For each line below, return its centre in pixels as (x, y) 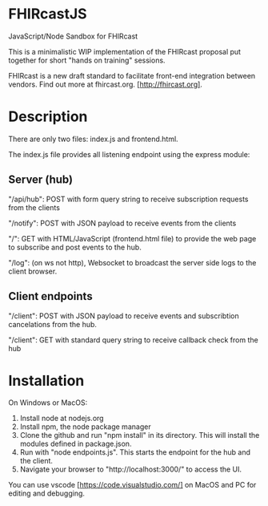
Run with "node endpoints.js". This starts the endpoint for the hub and (135, 452)
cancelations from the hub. (53, 324)
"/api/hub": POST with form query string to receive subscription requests (128, 199)
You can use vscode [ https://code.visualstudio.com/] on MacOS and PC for (132, 485)
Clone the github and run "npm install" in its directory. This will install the (140, 435)
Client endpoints (51, 296)
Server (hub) (41, 180)
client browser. (33, 271)
